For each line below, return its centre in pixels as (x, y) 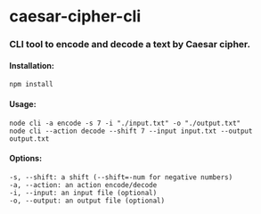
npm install (31, 85)
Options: (26, 159)
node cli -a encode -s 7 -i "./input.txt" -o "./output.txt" (125, 123)
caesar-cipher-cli (75, 16)
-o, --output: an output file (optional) (87, 201)
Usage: (23, 103)
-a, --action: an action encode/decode (83, 185)
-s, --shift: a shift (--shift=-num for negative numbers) (121, 177)
